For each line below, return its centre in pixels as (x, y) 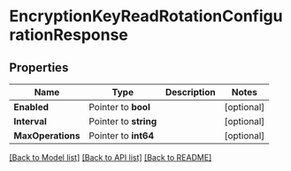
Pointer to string (123, 121)
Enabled (31, 107)
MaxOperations (47, 136)
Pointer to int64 (121, 136)
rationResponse (69, 35)
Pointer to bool (119, 107)
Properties (39, 67)
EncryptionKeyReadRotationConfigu (146, 16)
